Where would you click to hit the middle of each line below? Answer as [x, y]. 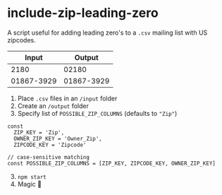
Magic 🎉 [30, 184]
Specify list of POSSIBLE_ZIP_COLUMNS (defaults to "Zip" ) [97, 113]
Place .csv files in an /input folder [67, 98]
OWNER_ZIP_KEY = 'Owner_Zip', [58, 138]
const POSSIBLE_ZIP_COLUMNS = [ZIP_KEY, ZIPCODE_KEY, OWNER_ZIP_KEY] [112, 163]
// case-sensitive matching [49, 157]
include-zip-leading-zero [83, 13]
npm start [32, 177]
